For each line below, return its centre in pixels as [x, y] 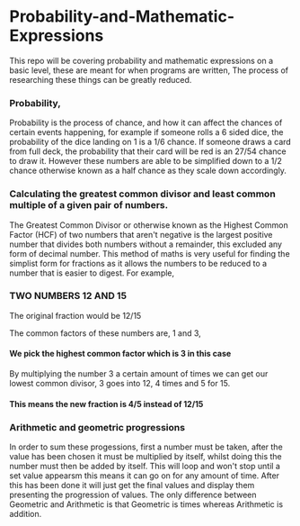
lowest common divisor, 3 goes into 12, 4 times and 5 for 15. [120, 384]
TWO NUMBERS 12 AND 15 [68, 296]
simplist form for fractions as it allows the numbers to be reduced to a [138, 263]
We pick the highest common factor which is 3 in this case [120, 354]
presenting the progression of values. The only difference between [133, 494]
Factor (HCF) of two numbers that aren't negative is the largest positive [141, 234]
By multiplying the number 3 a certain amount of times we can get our [139, 374]
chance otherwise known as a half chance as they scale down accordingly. [148, 171]
